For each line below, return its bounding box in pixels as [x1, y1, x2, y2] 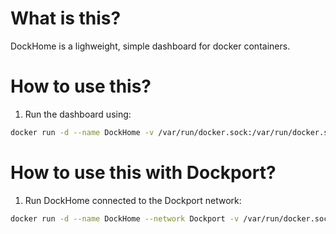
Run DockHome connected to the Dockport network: [24, 194, 242, 206]
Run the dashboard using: [24, 108, 132, 120]
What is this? [10, 7, 122, 30]
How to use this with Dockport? [10, 161, 277, 184]
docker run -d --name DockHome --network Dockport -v [10, 213, 240, 224]
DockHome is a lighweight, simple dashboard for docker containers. [10, 40, 291, 52]
